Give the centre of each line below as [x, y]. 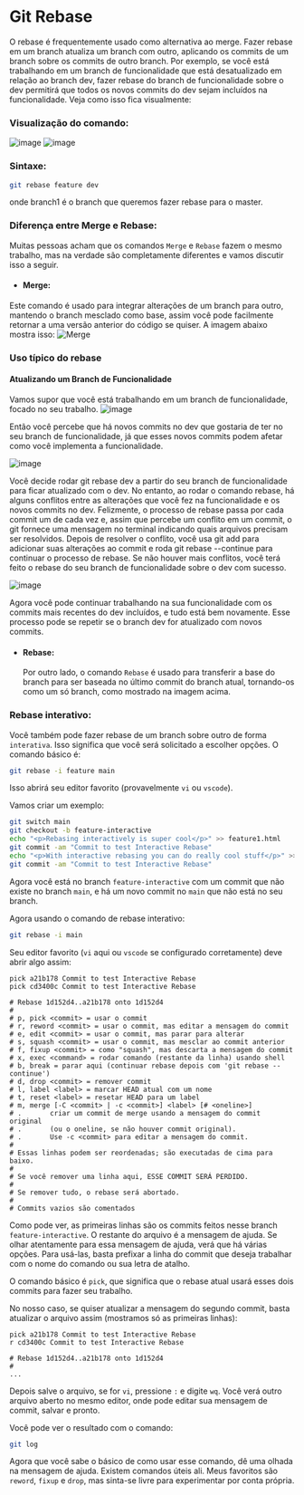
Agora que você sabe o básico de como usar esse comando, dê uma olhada [152, 1461]
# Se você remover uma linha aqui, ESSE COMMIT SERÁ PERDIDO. [129, 1176]
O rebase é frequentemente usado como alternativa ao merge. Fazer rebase [151, 42]
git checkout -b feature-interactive [81, 830]
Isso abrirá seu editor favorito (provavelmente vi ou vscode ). [121, 788]
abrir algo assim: [40, 962]
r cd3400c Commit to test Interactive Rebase [96, 1342]
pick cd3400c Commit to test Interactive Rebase [103, 986]
